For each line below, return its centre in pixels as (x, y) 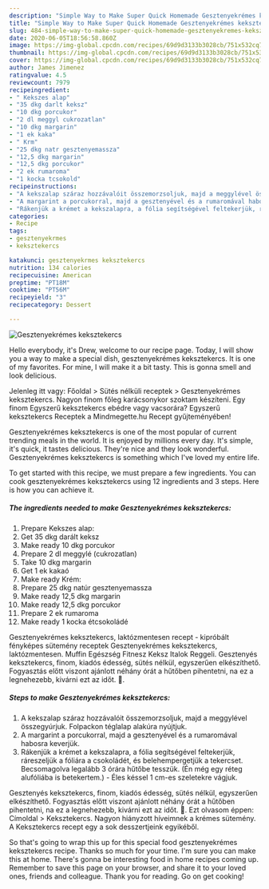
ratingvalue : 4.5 (38, 75)
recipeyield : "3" (38, 298)
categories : (29, 216)
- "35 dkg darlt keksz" (49, 105)
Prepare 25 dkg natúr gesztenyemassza (86, 587)
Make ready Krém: (51, 579)
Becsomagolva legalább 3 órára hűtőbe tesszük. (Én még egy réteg (131, 768)
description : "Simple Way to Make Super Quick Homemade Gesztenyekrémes (133, 16)
